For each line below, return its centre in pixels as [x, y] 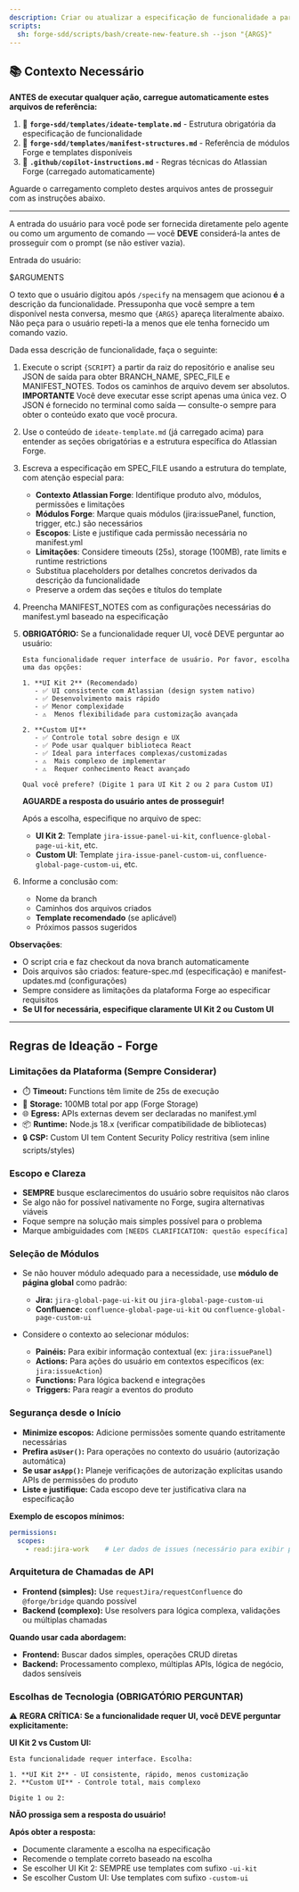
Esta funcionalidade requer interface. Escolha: [101, 1759]
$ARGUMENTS [37, 278]
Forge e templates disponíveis [77, 153]
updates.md [44, 981]
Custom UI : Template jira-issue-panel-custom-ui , [129, 855]
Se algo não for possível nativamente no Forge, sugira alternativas [143, 1202]
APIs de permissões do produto [80, 1480]
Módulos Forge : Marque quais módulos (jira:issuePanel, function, [155, 514]
